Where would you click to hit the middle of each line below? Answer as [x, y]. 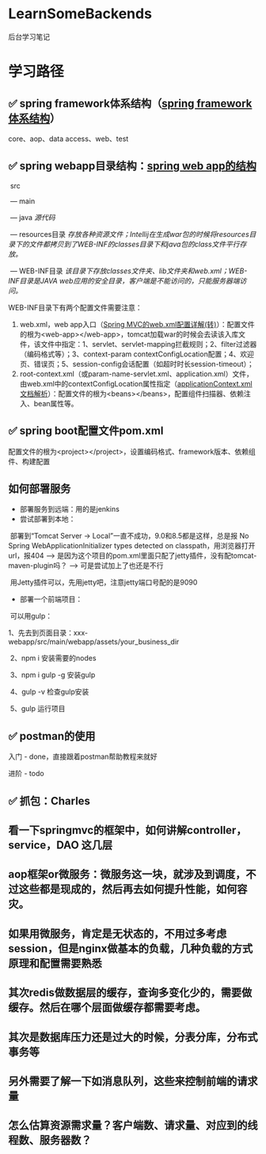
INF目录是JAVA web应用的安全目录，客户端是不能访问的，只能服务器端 [124, 280]
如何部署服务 [40, 488]
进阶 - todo [27, 774]
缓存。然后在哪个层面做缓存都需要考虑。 [107, 1008]
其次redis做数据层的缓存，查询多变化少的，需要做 [130, 993]
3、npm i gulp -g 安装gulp [53, 675]
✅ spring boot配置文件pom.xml [86, 431]
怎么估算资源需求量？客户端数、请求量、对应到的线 [133, 1125]
